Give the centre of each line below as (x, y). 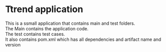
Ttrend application (44, 9)
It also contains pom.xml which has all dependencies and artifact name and (83, 39)
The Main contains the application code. (47, 28)
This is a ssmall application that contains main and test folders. (70, 23)
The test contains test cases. (35, 34)
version (13, 44)
